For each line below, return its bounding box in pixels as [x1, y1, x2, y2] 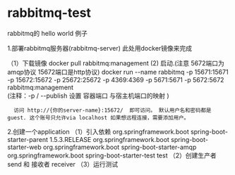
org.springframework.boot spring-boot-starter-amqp [43, 143, 197, 151]
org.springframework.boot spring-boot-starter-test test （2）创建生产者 [7, 151, 217, 160]
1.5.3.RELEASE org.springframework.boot [49, 135, 169, 143]
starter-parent [7, 135, 48, 143]
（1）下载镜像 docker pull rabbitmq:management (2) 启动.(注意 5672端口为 [7, 58, 224, 67]
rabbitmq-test [7, 5, 92, 21]
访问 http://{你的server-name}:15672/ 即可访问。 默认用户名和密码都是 [13, 107, 212, 114]
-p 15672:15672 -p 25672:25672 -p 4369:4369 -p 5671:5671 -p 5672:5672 [7, 75, 224, 84]
